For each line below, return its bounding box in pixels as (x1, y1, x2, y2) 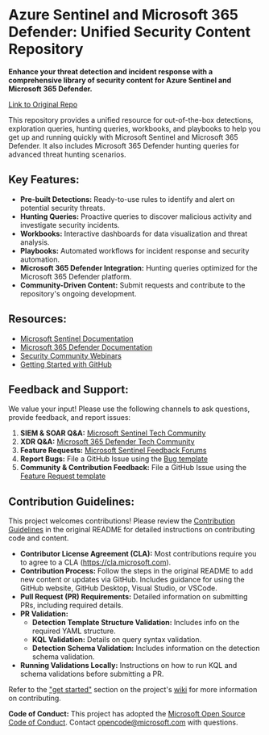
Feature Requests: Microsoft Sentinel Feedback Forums (19, 446, 207, 456)
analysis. (19, 237, 50, 247)
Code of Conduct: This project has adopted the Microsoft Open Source (8, 709, 246, 719)
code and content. (8, 533, 69, 543)
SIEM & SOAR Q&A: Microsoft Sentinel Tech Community (19, 428, 206, 438)
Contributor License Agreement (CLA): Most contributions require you (19, 549, 257, 559)
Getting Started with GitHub (19, 359, 113, 369)
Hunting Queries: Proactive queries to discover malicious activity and (19, 212, 252, 221)
